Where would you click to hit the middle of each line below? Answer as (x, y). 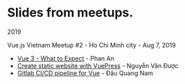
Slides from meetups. (70, 13)
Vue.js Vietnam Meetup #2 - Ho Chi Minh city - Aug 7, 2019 (91, 45)
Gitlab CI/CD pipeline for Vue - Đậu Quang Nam (85, 73)
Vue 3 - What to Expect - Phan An (65, 58)
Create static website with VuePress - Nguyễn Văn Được (98, 65)
